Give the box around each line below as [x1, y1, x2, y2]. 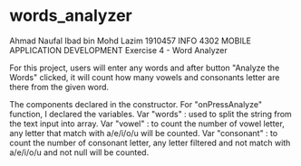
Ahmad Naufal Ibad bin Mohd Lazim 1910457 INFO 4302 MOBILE [9, 35, 252, 46]
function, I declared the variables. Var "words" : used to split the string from [9, 108, 292, 119]
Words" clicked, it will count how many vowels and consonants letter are [9, 71, 280, 82]
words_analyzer [9, 5, 133, 26]
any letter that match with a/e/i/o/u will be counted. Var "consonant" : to [9, 127, 278, 138]
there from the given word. [9, 81, 110, 92]
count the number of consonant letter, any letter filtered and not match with [9, 137, 291, 148]
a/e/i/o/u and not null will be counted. [9, 146, 150, 158]
